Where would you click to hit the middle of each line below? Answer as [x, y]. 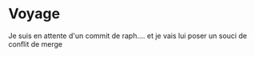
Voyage [34, 14]
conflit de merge [36, 44]
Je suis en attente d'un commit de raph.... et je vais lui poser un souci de [128, 36]
